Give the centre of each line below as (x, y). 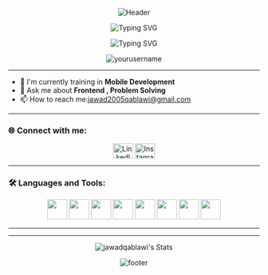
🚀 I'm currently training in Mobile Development (97, 82)
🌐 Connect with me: (48, 130)
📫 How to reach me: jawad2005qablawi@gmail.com (105, 99)
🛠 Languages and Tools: (57, 183)
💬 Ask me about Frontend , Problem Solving (93, 90)
